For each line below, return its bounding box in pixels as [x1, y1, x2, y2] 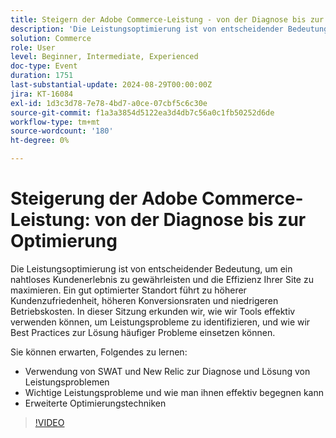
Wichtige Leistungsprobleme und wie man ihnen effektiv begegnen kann [24, 386, 325, 398]
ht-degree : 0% [10, 136, 70, 146]
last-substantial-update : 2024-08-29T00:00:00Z [10, 80, 213, 90]
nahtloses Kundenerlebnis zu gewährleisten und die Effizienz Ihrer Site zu [10, 273, 314, 285]
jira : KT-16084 [10, 89, 74, 99]
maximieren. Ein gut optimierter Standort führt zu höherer [10, 284, 247, 296]
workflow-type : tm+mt [10, 117, 101, 127]
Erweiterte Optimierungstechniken [24, 397, 167, 409]
